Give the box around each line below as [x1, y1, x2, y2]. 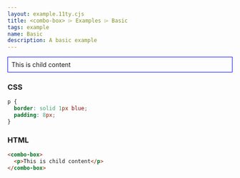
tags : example [7, 23, 50, 31]
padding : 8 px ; [14, 112, 56, 119]
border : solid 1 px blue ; [14, 105, 88, 112]
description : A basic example [7, 37, 98, 44]
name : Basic [7, 30, 43, 38]
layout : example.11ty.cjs [7, 10, 84, 18]
